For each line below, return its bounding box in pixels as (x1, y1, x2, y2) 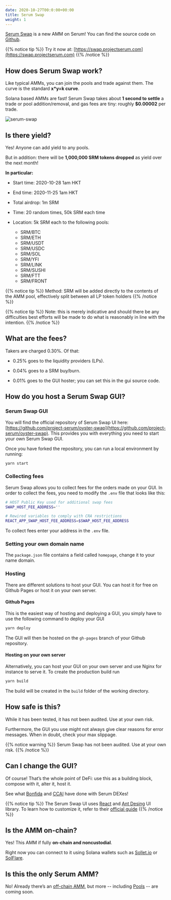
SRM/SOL (20, 251, 41, 257)
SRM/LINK (20, 262, 42, 268)
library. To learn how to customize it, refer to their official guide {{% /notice (5, 806, 163, 812)
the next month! (5, 160, 39, 166)
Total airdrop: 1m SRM (12, 200, 59, 205)
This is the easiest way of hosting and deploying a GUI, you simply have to (5, 610, 162, 616)
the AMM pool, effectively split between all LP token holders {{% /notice (5, 293, 157, 299)
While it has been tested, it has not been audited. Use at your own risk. (5, 716, 154, 722)
